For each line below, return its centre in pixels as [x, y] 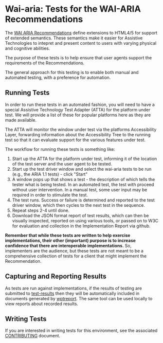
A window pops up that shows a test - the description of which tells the [83, 179]
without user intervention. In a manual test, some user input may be [80, 190]
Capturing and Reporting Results [56, 277]
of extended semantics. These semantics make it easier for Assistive [74, 38]
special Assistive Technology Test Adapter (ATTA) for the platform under [78, 109]
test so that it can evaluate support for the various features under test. [75, 140]
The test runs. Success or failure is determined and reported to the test [83, 200]
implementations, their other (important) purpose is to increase [71, 240]
